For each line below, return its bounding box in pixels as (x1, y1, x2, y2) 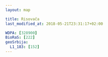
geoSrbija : (5, 40, 28, 45)
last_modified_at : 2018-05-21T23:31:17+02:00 (5, 21, 103, 26)
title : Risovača (5, 16, 40, 22)
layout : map (5, 7, 30, 13)
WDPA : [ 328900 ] (5, 30, 38, 35)
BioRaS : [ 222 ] (5, 35, 35, 40)
